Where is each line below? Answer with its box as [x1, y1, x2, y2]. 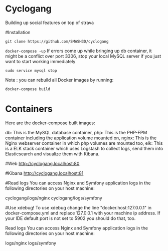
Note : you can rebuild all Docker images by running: [5, 77, 114, 83]
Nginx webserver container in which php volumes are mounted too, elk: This [5, 140, 163, 146]
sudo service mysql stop [5, 68, 57, 73]
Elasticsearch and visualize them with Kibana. [5, 151, 100, 157]
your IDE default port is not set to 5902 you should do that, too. [5, 215, 136, 221]
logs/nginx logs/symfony [5, 240, 57, 246]
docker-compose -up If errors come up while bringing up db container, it [5, 48, 152, 54]
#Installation [5, 29, 31, 35]
